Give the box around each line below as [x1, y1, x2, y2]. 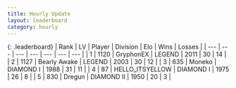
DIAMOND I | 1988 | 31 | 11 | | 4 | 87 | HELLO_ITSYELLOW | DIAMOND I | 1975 [7, 65, 230, 74]
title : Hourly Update [7, 10, 71, 18]
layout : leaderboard [7, 17, 68, 24]
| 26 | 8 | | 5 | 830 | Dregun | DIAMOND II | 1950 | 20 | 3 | [7, 73, 171, 81]
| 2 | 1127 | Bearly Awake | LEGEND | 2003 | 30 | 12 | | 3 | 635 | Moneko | [7, 58, 217, 66]
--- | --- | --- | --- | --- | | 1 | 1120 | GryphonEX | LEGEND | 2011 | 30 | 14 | [15, 50, 227, 58]
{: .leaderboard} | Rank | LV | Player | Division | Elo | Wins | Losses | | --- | [7, 43, 221, 51]
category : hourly [7, 23, 58, 30]
